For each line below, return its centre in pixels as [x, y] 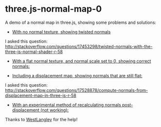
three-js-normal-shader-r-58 [34, 52]
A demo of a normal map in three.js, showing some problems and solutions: [81, 22]
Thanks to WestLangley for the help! [41, 119]
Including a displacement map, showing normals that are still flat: [77, 75]
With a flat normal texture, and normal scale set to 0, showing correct [81, 61]
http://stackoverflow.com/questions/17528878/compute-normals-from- [77, 90]
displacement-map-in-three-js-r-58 [41, 95]
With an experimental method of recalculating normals [67, 105]
